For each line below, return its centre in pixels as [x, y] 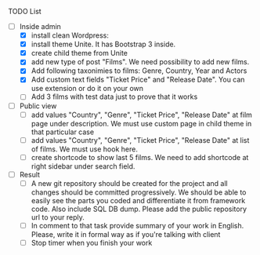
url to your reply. [58, 217]
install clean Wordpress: [70, 35]
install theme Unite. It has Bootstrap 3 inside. [103, 44]
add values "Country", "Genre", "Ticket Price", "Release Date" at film [142, 115]
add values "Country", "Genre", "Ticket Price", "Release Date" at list [140, 140]
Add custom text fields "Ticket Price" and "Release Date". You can [138, 80]
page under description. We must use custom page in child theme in [141, 123]
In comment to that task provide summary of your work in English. [137, 225]
